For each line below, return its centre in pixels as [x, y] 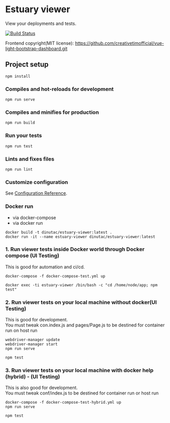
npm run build [20, 123]
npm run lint [19, 169]
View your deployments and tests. [41, 23]
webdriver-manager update [32, 340]
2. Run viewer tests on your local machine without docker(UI [81, 302]
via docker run [28, 223]
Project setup [27, 65]
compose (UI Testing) [32, 256]
